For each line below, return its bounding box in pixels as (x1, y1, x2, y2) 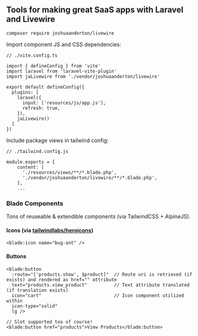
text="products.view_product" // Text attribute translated (11, 282, 190, 288)
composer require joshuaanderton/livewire (6, 30, 114, 36)
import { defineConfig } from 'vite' (6, 63, 101, 69)
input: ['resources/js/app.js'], (22, 99, 107, 106)
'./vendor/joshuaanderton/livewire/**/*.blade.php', (22, 175, 158, 181)
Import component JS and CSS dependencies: (6, 40, 122, 48)
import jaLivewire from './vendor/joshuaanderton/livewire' (6, 73, 161, 79)
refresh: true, (22, 105, 61, 111)
